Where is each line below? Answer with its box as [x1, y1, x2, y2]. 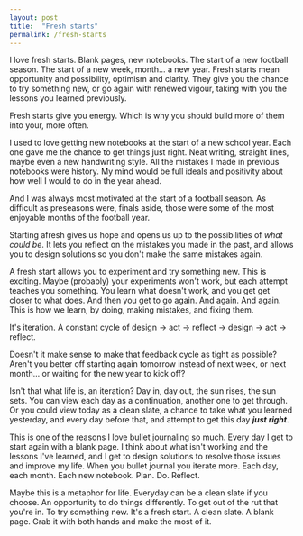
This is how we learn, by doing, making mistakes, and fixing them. [9, 304, 254, 315]
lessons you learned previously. [9, 93, 128, 104]
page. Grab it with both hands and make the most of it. [9, 516, 212, 527]
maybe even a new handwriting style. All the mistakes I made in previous [9, 157, 280, 168]
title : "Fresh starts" [9, 22, 99, 31]
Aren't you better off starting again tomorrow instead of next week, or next [9, 359, 287, 369]
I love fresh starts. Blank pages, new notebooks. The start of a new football [9, 55, 289, 66]
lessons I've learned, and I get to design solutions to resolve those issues [9, 451, 281, 462]
